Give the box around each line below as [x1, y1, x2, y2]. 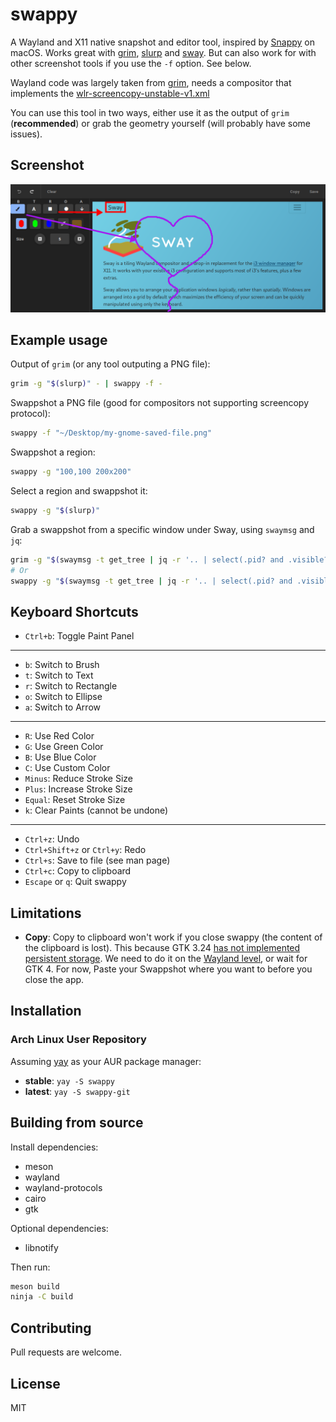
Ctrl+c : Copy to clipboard [24, 865, 132, 877]
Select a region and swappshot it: [10, 484, 148, 497]
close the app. [24, 974, 85, 986]
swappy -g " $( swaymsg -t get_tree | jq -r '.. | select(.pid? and [10, 576, 293, 586]
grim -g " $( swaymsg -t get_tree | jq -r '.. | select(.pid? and [10, 554, 284, 565]
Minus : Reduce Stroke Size [24, 773, 134, 785]
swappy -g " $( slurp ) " [10, 505, 101, 515]
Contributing [10, 1319, 92, 1337]
